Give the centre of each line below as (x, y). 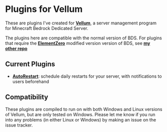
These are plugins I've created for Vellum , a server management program (81, 23)
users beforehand (31, 81)
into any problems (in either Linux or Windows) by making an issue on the (81, 120)
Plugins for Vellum (44, 9)
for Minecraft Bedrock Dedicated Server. (47, 28)
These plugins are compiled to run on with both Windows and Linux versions (84, 109)
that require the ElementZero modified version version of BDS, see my (78, 43)
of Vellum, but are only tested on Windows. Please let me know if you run (80, 114)
